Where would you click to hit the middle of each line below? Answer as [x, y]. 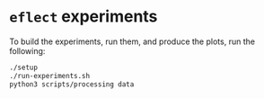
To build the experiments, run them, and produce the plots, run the [132, 41]
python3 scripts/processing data [72, 84]
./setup [24, 67]
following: [27, 50]
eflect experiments [84, 17]
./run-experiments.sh [50, 76]
